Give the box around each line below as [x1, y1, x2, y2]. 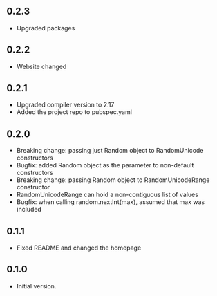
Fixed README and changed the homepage [16, 243, 142, 252]
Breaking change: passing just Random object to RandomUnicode [16, 147, 204, 155]
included [16, 205, 42, 214]
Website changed [16, 62, 67, 71]
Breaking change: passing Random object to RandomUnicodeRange [16, 176, 210, 184]
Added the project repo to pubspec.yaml [16, 108, 133, 116]
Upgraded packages [16, 24, 75, 32]
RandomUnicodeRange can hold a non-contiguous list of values [16, 190, 198, 199]
